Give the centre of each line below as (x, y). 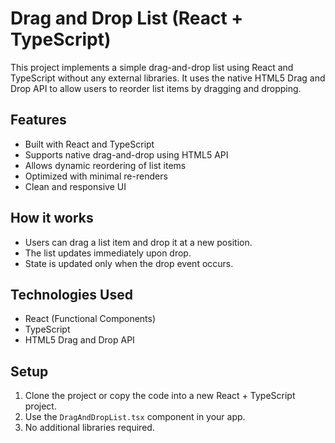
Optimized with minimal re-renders (96, 176)
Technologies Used (71, 294)
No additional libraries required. (89, 428)
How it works (52, 218)
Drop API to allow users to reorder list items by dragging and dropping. (156, 88)
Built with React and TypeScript (89, 144)
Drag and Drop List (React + (127, 18)
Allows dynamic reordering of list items (105, 165)
